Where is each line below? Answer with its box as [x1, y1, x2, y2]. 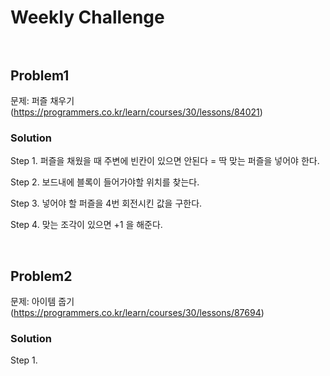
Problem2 [10, 267, 73, 285]
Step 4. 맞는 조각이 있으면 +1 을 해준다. [10, 219, 163, 231]
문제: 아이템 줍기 [10, 296, 75, 308]
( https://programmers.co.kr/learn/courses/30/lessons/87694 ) [10, 307, 265, 319]
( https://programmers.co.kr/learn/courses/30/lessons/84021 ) [10, 106, 263, 118]
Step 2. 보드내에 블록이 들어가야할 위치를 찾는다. [10, 176, 200, 188]
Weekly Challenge [10, 6, 165, 29]
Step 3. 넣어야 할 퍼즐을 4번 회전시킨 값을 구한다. [10, 197, 203, 210]
